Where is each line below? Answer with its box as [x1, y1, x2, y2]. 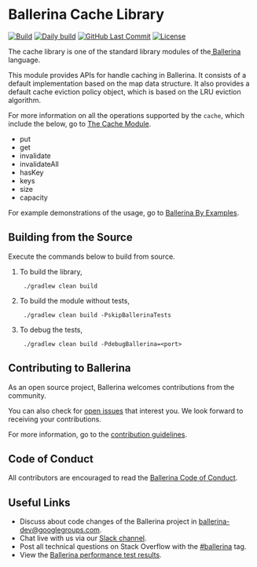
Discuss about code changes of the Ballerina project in [19, 517, 197, 526]
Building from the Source [8, 230, 133, 245]
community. [8, 391, 46, 400]
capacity [19, 193, 49, 202]
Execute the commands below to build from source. [8, 252, 175, 261]
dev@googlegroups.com [19, 525, 101, 535]
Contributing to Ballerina [8, 362, 131, 375]
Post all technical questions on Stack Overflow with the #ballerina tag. [19, 542, 247, 551]
